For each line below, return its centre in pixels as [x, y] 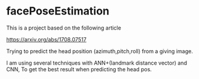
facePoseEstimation [58, 11]
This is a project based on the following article [64, 28]
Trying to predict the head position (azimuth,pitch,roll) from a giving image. [100, 51]
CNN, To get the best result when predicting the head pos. [79, 69]
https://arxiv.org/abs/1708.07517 [46, 39]
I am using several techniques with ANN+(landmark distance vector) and [97, 63]
